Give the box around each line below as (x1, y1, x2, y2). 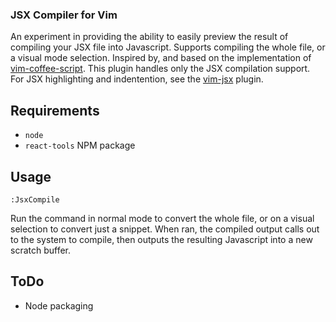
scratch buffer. (10, 244, 72, 256)
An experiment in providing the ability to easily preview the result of (10, 31, 289, 43)
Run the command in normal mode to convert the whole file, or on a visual (10, 212, 315, 224)
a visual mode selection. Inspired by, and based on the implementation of (10, 52, 312, 64)
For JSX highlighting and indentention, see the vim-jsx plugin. (10, 73, 264, 85)
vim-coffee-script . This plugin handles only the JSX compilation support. (10, 63, 311, 75)
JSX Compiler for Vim (10, 8, 118, 22)
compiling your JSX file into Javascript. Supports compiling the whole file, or (10, 41, 326, 53)
